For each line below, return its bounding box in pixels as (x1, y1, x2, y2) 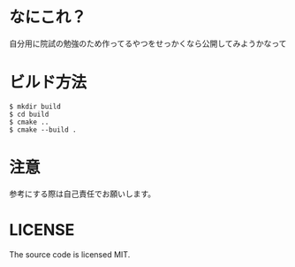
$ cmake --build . (9, 125, 77, 134)
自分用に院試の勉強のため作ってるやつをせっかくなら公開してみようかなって (9, 38, 287, 49)
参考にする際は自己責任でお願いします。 (9, 188, 156, 199)
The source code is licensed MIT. (9, 248, 131, 260)
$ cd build (9, 110, 49, 118)
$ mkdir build (9, 102, 62, 111)
